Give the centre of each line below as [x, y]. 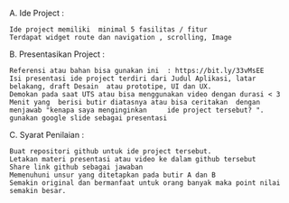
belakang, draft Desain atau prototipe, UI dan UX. [111, 87]
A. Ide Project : [37, 13]
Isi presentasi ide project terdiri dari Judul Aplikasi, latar [133, 78]
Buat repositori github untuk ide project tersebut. [111, 152]
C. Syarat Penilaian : [47, 135]
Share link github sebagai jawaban [76, 167]
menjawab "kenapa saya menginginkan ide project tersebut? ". [137, 110]
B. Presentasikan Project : [57, 54]
